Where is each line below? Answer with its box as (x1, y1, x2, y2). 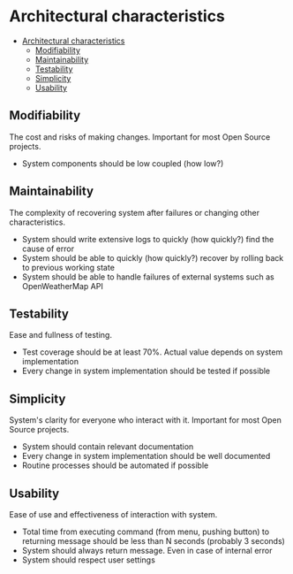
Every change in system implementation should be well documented (21, 451, 271, 462)
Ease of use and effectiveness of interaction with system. (9, 509, 218, 519)
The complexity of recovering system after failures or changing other (9, 207, 260, 218)
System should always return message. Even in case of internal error (21, 546, 273, 555)
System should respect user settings (21, 555, 156, 565)
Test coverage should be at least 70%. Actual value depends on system (21, 347, 283, 357)
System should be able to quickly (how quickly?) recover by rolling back (21, 252, 284, 263)
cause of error (21, 243, 75, 254)
